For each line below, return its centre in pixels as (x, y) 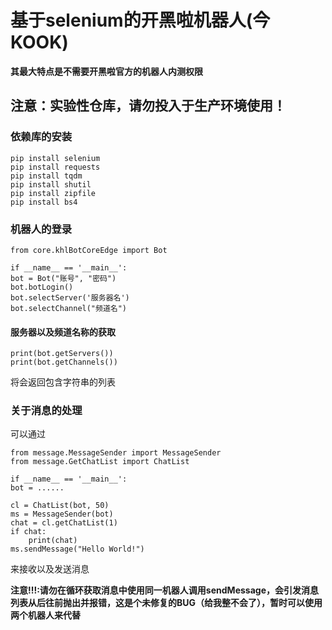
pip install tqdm (46, 176)
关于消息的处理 (46, 411)
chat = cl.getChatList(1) (64, 523)
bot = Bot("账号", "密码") (63, 278)
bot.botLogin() (42, 287)
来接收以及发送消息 (50, 569)
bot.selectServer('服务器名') (70, 297)
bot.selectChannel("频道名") (69, 308)
